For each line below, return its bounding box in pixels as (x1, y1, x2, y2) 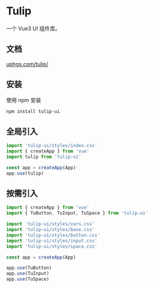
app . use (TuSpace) (6, 276, 50, 283)
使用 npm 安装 (6, 96, 41, 103)
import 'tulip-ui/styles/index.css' (6, 143, 97, 149)
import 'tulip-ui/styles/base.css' (6, 227, 95, 233)
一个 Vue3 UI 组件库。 (6, 25, 61, 32)
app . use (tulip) (6, 170, 44, 176)
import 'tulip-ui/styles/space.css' (6, 243, 97, 250)
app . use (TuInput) (6, 271, 50, 277)
